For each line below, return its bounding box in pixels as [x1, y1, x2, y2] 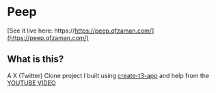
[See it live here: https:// [7, 26, 75, 35]
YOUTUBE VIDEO [7, 79, 56, 87]
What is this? [7, 54, 64, 65]
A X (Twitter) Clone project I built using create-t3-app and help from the [7, 71, 210, 79]
